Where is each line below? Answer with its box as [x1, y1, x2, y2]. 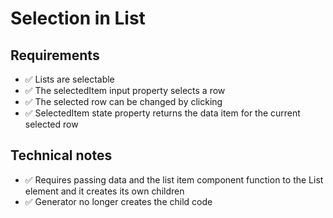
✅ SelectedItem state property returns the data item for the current [24, 107, 301, 119]
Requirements [10, 47, 100, 64]
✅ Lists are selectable [24, 73, 115, 85]
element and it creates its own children [24, 185, 185, 197]
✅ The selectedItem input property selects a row [24, 85, 226, 96]
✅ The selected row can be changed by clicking [24, 96, 223, 107]
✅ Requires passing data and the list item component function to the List [24, 173, 324, 186]
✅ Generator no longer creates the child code [24, 195, 213, 207]
